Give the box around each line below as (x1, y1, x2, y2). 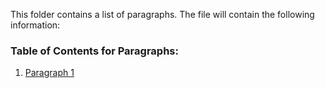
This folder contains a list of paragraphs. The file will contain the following (10, 9, 315, 20)
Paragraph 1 (24, 67, 75, 79)
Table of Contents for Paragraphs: (10, 44, 179, 58)
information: (10, 19, 61, 31)
